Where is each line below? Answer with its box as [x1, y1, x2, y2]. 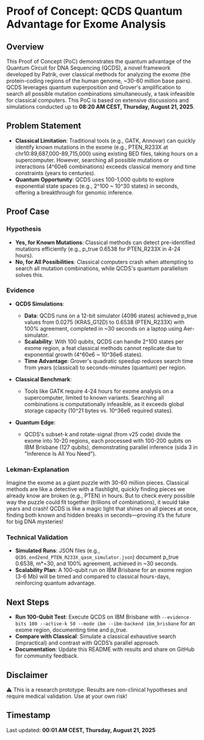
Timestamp [6, 710, 51, 720]
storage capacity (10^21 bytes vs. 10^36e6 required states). [24, 407, 174, 414]
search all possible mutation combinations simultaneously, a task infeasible [6, 90, 195, 97]
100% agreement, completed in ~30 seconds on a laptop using [24, 325, 183, 332]
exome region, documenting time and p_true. [15, 627, 128, 634]
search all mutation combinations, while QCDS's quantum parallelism [15, 264, 188, 272]
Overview [6, 41, 44, 52]
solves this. [15, 271, 44, 278]
